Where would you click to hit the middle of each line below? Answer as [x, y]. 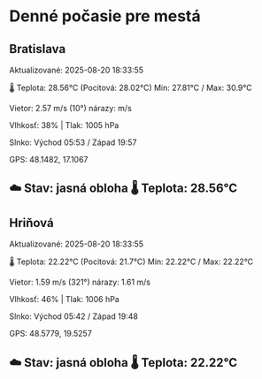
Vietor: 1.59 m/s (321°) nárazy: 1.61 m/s [80, 282]
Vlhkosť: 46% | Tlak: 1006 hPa [64, 299]
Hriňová [32, 223]
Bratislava [38, 49]
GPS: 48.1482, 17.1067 [49, 159]
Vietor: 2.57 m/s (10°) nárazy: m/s [71, 108]
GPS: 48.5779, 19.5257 [51, 334]
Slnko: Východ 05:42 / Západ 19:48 [74, 316]
